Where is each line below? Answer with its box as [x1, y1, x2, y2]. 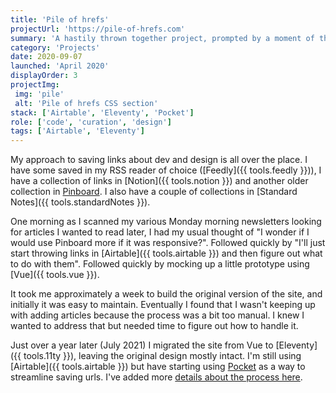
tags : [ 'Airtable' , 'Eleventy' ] [10, 126, 145, 136]
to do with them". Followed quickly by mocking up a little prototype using [10, 258, 310, 270]
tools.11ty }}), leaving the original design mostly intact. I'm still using [23, 350, 302, 362]
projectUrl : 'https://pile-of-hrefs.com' [10, 24, 186, 34]
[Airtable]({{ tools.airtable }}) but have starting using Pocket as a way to [10, 361, 306, 373]
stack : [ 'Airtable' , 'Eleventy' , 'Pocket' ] [10, 107, 195, 118]
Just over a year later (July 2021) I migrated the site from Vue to [10, 339, 274, 351]
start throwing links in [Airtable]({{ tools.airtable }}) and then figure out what [10, 247, 323, 260]
